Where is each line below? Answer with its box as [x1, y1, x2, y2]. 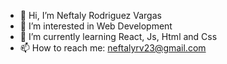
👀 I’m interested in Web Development [19, 20, 173, 32]
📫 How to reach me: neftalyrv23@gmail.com [19, 42, 207, 54]
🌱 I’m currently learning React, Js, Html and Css [19, 31, 218, 42]
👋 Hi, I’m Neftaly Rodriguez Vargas [19, 10, 162, 21]
